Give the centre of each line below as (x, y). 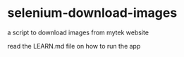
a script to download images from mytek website (78, 32)
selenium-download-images (92, 13)
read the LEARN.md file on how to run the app (74, 46)
